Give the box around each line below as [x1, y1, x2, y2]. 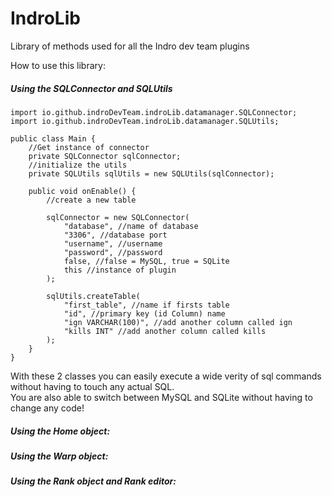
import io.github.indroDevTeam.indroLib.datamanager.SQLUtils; [10, 116, 280, 126]
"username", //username [63, 238, 163, 249]
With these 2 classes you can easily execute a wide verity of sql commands [10, 370, 322, 382]
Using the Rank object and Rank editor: [10, 475, 177, 487]
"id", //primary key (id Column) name [63, 308, 226, 319]
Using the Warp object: [10, 450, 109, 462]
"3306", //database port [63, 230, 168, 240]
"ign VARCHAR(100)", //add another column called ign [63, 317, 293, 327]
